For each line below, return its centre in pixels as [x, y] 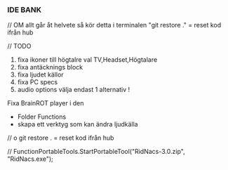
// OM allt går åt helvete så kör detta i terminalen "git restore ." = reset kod [114, 25]
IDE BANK [25, 10]
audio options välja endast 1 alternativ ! [74, 90]
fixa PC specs [38, 82]
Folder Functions [42, 117]
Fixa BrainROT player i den [46, 103]
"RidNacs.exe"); [31, 159]
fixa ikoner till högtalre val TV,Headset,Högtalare [87, 60]
